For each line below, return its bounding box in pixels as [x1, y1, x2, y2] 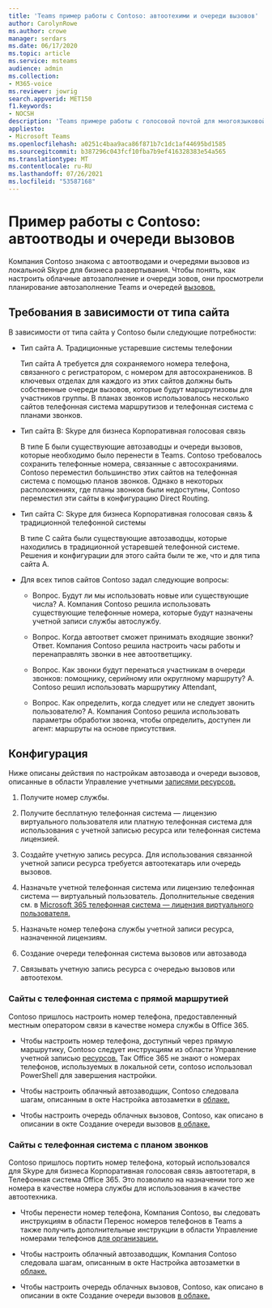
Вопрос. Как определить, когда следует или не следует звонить [32, 697, 255, 707]
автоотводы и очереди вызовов [8, 230, 236, 248]
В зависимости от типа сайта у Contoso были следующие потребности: [8, 327, 257, 337]
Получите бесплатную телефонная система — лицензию [19, 808, 217, 818]
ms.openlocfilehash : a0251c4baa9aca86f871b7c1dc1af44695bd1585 [8, 139, 227, 148]
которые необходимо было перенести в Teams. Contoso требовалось [19, 450, 262, 460]
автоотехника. [8, 1192, 58, 1202]
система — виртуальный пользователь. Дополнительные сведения [19, 892, 255, 901]
